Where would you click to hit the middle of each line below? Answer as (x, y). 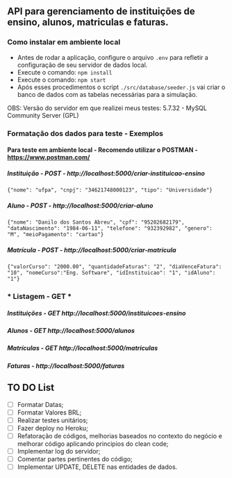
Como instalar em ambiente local (64, 43)
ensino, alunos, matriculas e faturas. (88, 23)
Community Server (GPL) (43, 115)
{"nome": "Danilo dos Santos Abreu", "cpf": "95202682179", (96, 222)
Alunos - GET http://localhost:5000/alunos (71, 331)
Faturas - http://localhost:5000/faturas (66, 366)
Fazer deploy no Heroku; (52, 428)
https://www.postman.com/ (49, 157)
